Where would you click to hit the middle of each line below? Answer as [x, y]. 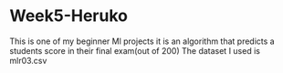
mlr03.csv [28, 60]
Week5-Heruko [68, 16]
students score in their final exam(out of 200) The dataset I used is [135, 50]
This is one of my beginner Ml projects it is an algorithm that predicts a [142, 41]
